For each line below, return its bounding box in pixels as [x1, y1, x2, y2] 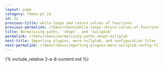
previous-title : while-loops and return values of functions [5, 20, 132, 26]
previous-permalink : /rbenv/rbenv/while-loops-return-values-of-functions [5, 25, 161, 30]
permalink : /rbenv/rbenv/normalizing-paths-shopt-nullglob [5, 34, 128, 39]
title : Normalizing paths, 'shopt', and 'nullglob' [5, 29, 112, 34]
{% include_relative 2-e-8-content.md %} [5, 56, 89, 62]
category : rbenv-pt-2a [5, 12, 51, 16]
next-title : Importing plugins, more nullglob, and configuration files [5, 39, 156, 43]
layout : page [5, 7, 32, 12]
